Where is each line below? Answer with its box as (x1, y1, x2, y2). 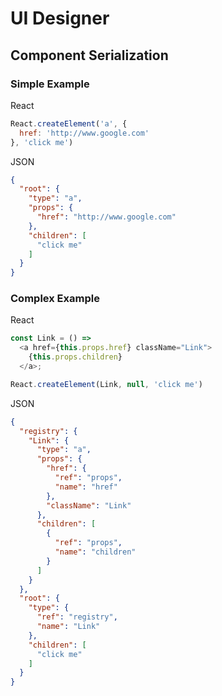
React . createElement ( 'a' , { (10, 118, 128, 129)
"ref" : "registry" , (36, 612, 118, 622)
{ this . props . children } (28, 352, 123, 362)
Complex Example (10, 292, 100, 306)
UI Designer (10, 7, 110, 30)
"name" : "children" (54, 547, 137, 557)
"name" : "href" (54, 482, 118, 492)
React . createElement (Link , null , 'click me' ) (10, 379, 203, 389)
